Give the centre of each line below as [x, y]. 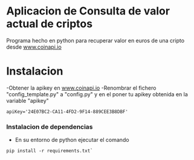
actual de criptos [49, 24]
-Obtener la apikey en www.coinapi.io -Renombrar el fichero [81, 88]
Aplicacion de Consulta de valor [88, 11]
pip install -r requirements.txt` [50, 151]
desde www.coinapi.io [34, 47]
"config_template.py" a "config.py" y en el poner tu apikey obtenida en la [97, 94]
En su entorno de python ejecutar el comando [72, 140]
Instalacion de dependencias [50, 126]
